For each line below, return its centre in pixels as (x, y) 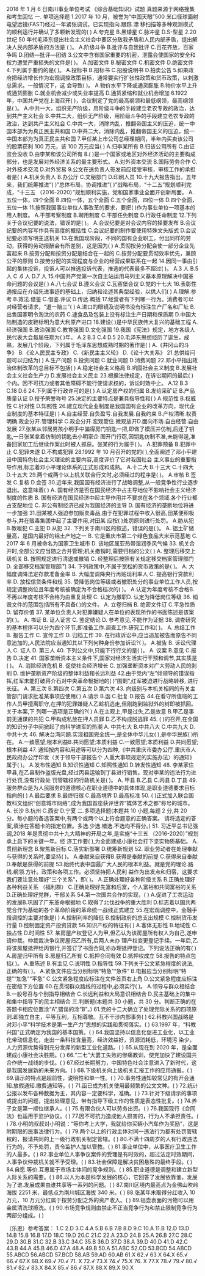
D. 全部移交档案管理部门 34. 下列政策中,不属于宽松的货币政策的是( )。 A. (97, 566)
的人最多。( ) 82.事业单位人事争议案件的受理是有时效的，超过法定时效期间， (102, 1154)
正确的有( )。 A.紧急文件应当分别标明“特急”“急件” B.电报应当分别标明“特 (96, 971)
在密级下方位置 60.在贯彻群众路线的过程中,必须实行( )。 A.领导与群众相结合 (101, 986)
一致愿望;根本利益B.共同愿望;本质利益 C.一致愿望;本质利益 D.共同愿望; (111, 742)
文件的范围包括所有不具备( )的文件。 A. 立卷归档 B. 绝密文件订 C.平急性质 (103, 604)
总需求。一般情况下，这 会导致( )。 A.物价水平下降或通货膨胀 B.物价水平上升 (102, 85)
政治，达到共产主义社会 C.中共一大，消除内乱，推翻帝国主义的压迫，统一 (98, 123)
